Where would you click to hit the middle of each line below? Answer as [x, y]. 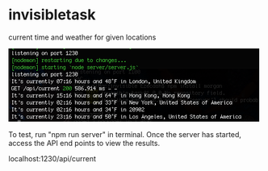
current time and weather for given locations [82, 37]
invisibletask [52, 15]
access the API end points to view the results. [84, 143]
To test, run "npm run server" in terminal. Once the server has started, [125, 134]
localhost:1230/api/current [52, 158]
